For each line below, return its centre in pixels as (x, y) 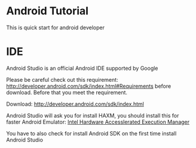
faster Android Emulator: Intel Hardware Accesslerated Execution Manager (98, 122)
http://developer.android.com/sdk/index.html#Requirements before (89, 86)
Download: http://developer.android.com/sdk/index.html (75, 104)
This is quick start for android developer (55, 27)
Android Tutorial (47, 11)
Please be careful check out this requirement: (62, 79)
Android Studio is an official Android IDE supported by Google (82, 68)
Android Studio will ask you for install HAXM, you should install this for (93, 115)
